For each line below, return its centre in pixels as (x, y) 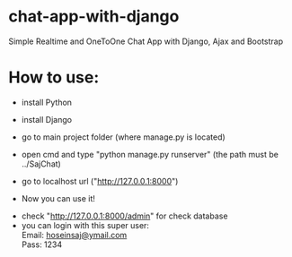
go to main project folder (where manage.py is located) (123, 137)
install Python (47, 102)
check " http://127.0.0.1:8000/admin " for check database (124, 216)
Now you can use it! (58, 198)
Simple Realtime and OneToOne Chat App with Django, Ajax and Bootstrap (146, 41)
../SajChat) (41, 164)
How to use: (54, 77)
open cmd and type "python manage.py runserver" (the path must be (150, 154)
